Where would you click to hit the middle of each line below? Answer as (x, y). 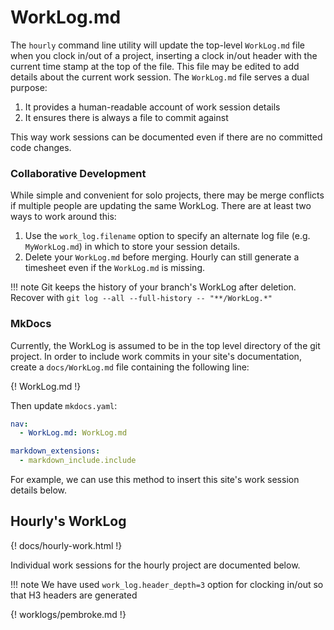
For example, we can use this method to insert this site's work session (155, 480)
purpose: (29, 87)
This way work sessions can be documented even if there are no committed (166, 137)
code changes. (41, 147)
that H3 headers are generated (74, 595)
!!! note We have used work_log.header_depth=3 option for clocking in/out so (167, 584)
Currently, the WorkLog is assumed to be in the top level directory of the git (165, 345)
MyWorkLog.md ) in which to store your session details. (132, 247)
